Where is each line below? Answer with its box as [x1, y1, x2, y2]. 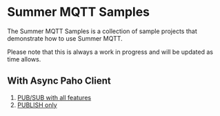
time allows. [7, 55, 41, 63]
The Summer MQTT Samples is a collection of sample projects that [7, 27, 198, 35]
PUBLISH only [17, 101, 57, 109]
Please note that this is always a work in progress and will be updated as [7, 48, 214, 56]
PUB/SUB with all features [17, 93, 92, 101]
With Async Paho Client [7, 75, 112, 87]
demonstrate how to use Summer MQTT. [7, 34, 123, 42]
